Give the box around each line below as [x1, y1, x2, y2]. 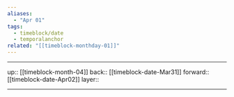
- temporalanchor [13, 36, 64, 43]
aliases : [7, 10, 33, 17]
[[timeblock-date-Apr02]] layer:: [7, 76, 100, 83]
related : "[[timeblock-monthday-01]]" [7, 42, 120, 49]
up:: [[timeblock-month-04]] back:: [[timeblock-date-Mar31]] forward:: [7, 68, 210, 76]
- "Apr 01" [13, 17, 45, 24]
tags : [7, 23, 23, 30]
